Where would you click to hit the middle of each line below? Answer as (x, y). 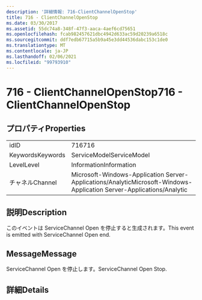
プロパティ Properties (46, 129)
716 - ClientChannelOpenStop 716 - (95, 92)
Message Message (41, 254)
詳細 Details (28, 290)
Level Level (24, 164)
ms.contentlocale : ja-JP (37, 51)
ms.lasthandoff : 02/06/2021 (41, 57)
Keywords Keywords (38, 155)
